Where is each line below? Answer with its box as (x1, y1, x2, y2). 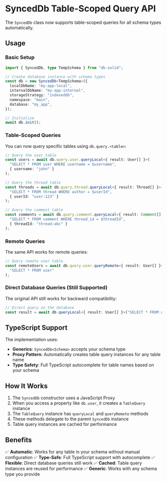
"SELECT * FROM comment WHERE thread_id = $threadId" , (9, 217, 126, 222)
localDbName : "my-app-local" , (9, 83, 72, 88)
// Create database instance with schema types (5, 74, 106, 79)
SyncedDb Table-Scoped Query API (5, 3, 156, 14)
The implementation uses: (5, 337, 59, 343)
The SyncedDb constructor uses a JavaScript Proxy (12, 395, 115, 401)
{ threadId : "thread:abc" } (9, 221, 68, 226)
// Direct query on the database (5, 305, 75, 310)
